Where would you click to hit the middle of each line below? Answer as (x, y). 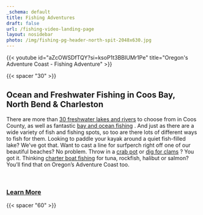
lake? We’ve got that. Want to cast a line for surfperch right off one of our (98, 145)
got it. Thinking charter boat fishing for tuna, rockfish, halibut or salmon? (98, 158)
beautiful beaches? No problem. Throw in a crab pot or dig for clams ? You (100, 151)
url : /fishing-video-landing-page (50, 29)
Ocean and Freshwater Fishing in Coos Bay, (91, 95)
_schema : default (28, 12)
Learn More (24, 192)
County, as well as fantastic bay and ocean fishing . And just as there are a (100, 125)
